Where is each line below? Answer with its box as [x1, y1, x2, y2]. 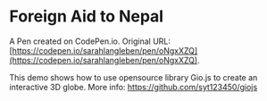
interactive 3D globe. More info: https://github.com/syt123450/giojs [9, 81, 258, 92]
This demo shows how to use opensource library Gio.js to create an [9, 72, 258, 82]
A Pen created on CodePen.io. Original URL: [9, 36, 171, 46]
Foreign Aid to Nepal [9, 6, 163, 27]
